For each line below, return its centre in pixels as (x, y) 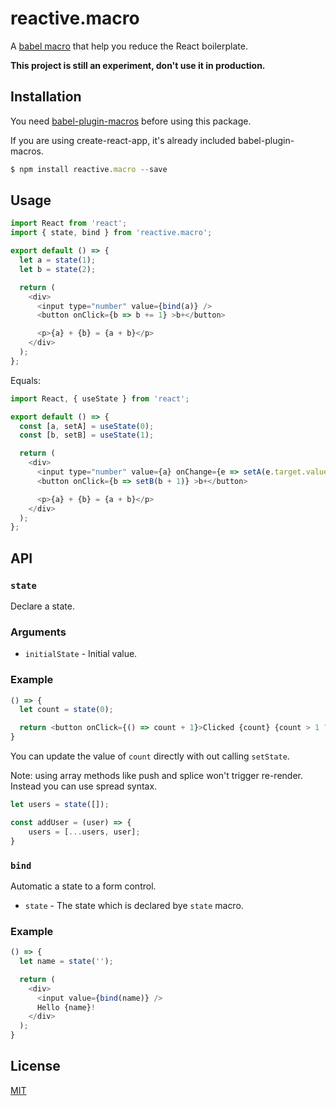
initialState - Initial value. (81, 654)
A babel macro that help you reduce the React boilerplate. (129, 46)
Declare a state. (42, 606)
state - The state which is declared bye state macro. (134, 905)
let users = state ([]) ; (60, 805)
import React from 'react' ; (69, 223)
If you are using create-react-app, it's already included (123, 140)
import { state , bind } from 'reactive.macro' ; (111, 233)
